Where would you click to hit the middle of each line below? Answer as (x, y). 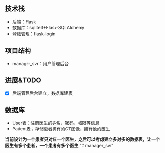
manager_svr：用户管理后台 (40, 63)
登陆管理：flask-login (34, 34)
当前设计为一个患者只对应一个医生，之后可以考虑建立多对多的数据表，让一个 (82, 139)
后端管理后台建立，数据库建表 (42, 93)
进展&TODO (23, 81)
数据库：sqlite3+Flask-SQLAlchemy (48, 27)
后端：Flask (24, 22)
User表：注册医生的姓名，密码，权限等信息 (56, 123)
